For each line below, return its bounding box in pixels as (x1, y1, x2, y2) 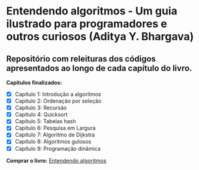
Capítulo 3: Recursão (14, 104, 67, 112)
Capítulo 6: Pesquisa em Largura (14, 124, 96, 132)
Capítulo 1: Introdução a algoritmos (14, 91, 101, 97)
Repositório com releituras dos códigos (6, 53, 156, 64)
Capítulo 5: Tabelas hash (14, 118, 76, 125)
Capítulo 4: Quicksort (14, 111, 68, 118)
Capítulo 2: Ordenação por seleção (14, 97, 102, 105)
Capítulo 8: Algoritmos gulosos (14, 138, 92, 145)
